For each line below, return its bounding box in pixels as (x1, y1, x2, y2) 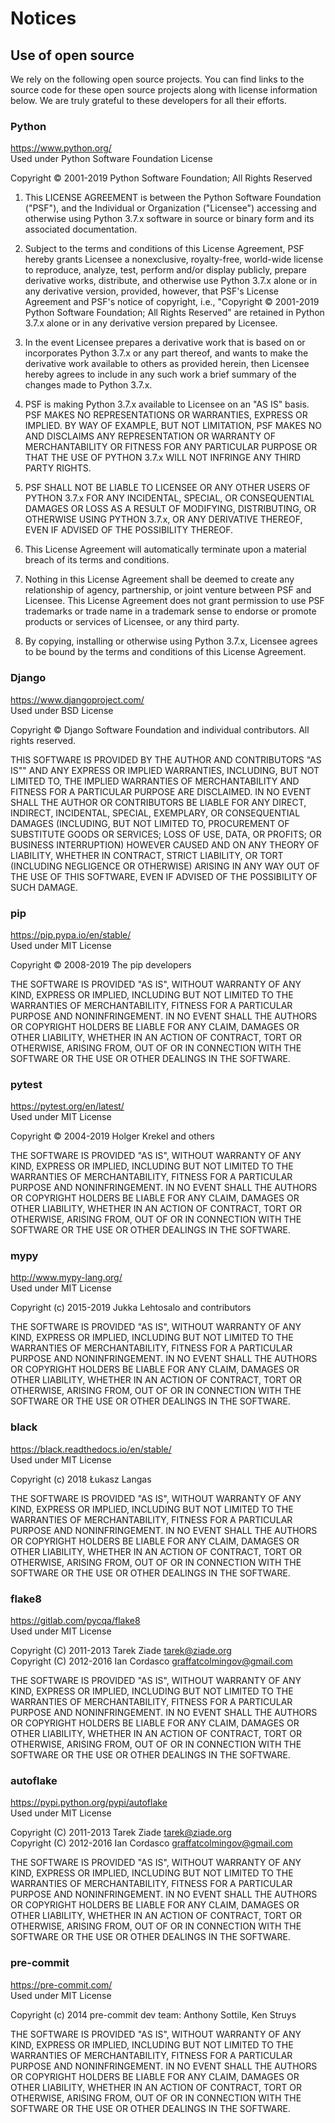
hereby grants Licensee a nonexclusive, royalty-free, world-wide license (24, 253, 324, 266)
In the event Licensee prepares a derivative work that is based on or (24, 337, 306, 349)
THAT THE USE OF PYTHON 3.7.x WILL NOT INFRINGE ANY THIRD (24, 452, 302, 464)
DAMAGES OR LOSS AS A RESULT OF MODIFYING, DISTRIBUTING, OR (24, 503, 317, 515)
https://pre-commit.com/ (10, 1978, 113, 1991)
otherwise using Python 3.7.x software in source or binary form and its (24, 213, 315, 225)
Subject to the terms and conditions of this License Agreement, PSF (24, 243, 305, 255)
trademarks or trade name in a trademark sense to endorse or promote (24, 605, 317, 617)
